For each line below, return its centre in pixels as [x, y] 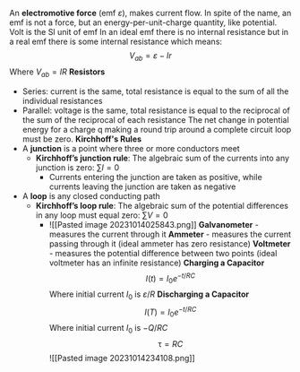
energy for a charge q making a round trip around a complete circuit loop [157, 129]
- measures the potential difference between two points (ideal [163, 253]
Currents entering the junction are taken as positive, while [155, 177]
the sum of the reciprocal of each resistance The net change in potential [155, 119]
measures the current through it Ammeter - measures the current [170, 234]
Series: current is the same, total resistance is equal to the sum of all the [155, 91]
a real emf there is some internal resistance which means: [116, 41]
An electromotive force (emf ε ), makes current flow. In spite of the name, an [150, 13]
